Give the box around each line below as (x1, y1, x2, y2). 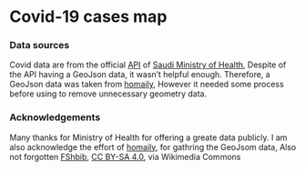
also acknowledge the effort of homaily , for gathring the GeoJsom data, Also (9, 141, 297, 152)
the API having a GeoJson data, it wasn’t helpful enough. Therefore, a (9, 69, 270, 80)
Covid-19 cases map (9, 6, 168, 27)
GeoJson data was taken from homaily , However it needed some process (9, 79, 284, 90)
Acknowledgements (9, 111, 101, 124)
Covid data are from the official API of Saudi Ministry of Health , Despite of (9, 59, 287, 70)
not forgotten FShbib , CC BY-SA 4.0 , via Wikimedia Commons (9, 151, 241, 162)
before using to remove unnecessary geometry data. (9, 88, 208, 99)
